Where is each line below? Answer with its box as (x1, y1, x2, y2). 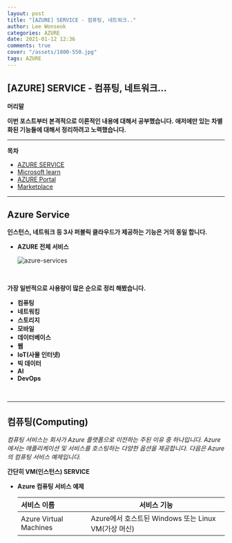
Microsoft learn (17, 167, 61, 176)
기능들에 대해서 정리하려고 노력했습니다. (19, 125, 126, 133)
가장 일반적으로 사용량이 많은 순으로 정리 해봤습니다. (7, 284, 146, 292)
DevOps (17, 374, 41, 383)
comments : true (7, 42, 51, 49)
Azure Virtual (20, 514, 64, 524)
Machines (20, 523, 53, 533)
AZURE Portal (17, 175, 57, 183)
